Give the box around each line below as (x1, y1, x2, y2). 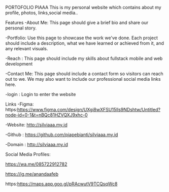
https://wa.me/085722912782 (5, 161, 67, 167)
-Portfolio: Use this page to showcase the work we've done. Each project (5, 35, 158, 41)
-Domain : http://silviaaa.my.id (5, 142, 69, 147)
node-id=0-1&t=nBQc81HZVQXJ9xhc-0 (5, 112, 88, 118)
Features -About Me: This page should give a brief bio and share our (5, 20, 149, 25)
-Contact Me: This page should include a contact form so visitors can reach (5, 71, 163, 77)
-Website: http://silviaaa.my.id (5, 122, 67, 127)
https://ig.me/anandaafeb (5, 171, 59, 177)
